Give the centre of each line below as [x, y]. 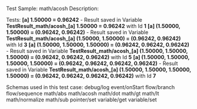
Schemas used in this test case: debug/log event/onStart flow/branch [91, 87]
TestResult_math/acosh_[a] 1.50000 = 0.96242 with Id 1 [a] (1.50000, [93, 26]
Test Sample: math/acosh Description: [52, 8]
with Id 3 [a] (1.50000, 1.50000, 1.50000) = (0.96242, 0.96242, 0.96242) [98, 45]
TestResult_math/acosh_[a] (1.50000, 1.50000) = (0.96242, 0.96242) [93, 38]
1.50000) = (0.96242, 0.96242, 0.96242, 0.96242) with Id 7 [81, 76]
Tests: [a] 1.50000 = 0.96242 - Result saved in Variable [74, 20]
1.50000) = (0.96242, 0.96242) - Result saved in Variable [77, 32]
